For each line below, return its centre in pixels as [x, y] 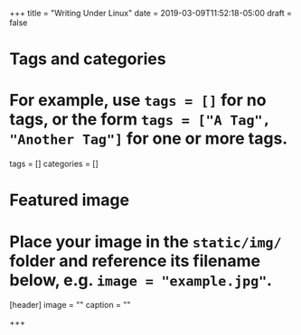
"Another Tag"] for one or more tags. [149, 139]
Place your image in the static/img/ [146, 242]
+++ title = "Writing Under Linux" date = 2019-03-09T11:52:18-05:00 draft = [150, 13]
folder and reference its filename [135, 261]
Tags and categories [88, 59]
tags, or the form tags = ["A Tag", [140, 120]
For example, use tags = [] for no [138, 101]
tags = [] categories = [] [54, 164]
